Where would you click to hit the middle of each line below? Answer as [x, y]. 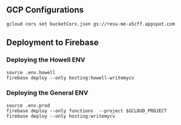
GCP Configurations [45, 10]
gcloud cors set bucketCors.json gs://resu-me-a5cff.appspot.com [90, 24]
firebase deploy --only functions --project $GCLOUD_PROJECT [87, 111]
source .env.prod [28, 106]
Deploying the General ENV [47, 93]
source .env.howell [31, 72]
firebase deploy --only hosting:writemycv [61, 116]
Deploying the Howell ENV [46, 60]
